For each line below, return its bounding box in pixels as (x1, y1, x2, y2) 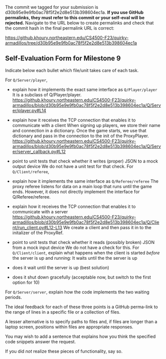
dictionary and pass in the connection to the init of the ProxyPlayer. (12, 133, 149, 139)
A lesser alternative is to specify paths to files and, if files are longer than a (5, 319, 158, 324)
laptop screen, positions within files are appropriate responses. (5, 323, 133, 330)
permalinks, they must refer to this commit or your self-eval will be (5, 15, 145, 20)
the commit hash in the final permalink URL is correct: (5, 25, 115, 31)
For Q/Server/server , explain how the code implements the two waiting (5, 289, 150, 295)
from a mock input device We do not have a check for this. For (12, 244, 139, 250)
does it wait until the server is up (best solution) (12, 264, 110, 271)
